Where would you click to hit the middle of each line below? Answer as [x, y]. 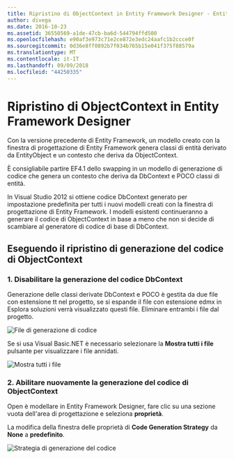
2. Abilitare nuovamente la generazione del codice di [98, 382]
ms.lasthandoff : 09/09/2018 [48, 65]
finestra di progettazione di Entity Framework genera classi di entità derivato [117, 148]
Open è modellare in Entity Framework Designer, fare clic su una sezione [111, 406]
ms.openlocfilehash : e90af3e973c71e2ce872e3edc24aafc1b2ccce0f [101, 40]
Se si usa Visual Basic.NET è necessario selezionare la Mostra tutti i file [110, 344]
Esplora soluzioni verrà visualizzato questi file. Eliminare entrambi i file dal [113, 309]
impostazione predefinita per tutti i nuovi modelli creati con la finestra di [110, 204]
